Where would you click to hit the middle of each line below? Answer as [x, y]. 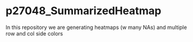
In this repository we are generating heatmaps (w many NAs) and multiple [96, 27]
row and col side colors [34, 33]
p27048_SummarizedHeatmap [84, 11]
